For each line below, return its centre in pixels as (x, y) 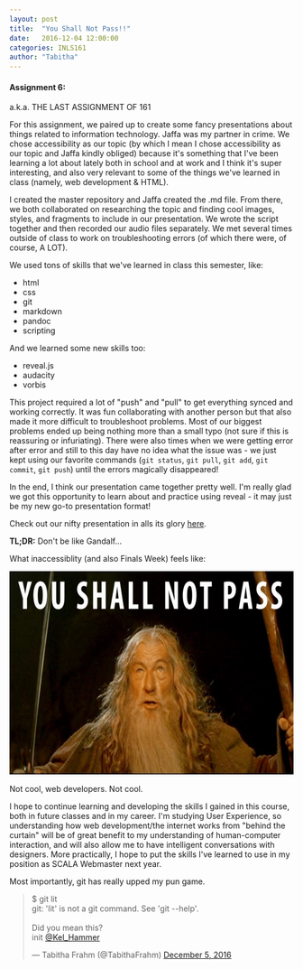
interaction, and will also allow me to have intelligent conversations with (142, 845)
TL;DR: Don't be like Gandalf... (66, 541)
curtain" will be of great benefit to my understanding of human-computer (145, 835)
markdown (42, 312)
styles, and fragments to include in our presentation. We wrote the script (144, 219)
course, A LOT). (39, 247)
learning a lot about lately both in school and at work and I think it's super (146, 163)
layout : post (34, 19)
